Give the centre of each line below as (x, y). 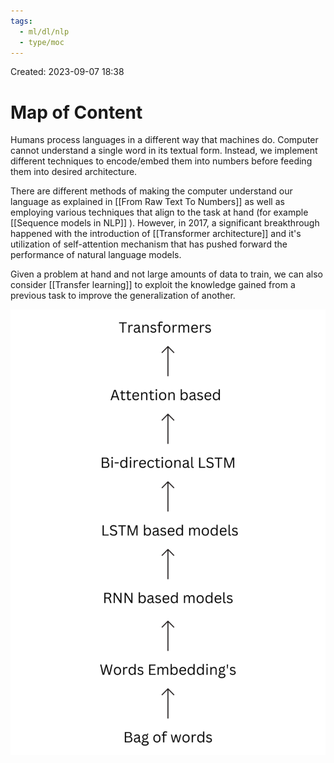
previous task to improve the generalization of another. (123, 296)
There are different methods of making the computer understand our (151, 191)
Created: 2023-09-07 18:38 (67, 72)
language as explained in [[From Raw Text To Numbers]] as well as (147, 202)
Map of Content (76, 112)
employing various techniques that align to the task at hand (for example (159, 212)
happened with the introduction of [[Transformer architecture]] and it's (156, 234)
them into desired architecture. (74, 172)
